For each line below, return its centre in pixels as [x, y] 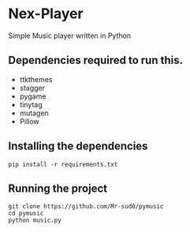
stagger [32, 88]
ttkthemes [36, 79]
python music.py [35, 221]
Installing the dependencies [78, 146]
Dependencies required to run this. [96, 60]
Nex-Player [46, 14]
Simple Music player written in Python [70, 36]
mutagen [34, 113]
